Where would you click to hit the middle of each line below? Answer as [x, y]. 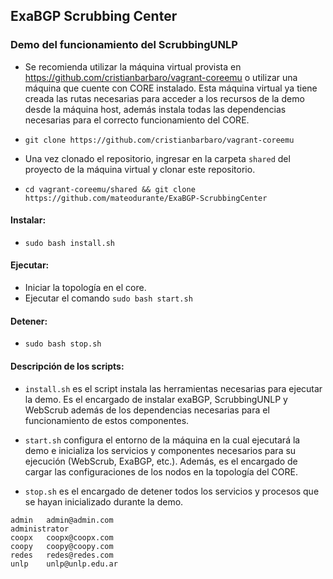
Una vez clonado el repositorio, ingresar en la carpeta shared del [157, 158]
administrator [40, 529]
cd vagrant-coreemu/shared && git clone [110, 189]
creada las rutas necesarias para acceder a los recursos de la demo [164, 98]
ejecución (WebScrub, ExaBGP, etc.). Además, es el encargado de [161, 461]
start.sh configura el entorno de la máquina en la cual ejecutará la [162, 440]
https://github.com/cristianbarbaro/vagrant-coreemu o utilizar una [161, 77]
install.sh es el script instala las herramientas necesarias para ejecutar [173, 388]
